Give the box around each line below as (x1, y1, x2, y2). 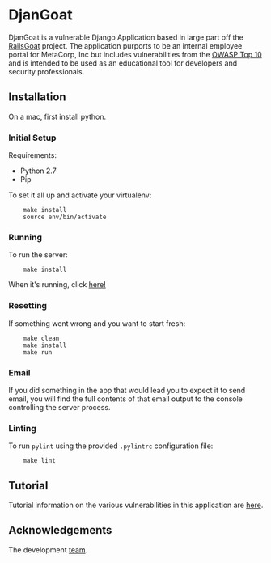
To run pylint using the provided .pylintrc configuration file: (8, 441, 214, 451)
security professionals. (8, 66, 85, 76)
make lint (23, 457, 57, 465)
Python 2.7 (19, 166, 57, 176)
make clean (23, 334, 60, 342)
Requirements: (8, 150, 57, 160)
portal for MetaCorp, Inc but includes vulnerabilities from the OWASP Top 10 (8, 49, 263, 59)
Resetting (8, 300, 47, 311)
